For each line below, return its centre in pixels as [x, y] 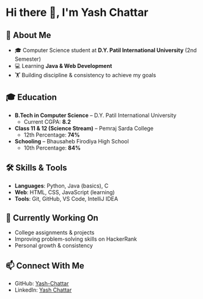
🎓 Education [31, 97]
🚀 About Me [28, 35]
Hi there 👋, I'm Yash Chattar [77, 13]
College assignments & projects [54, 233]
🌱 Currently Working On [52, 218]
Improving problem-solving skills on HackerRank [76, 239]
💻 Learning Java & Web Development [63, 66]
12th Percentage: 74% [52, 135]
